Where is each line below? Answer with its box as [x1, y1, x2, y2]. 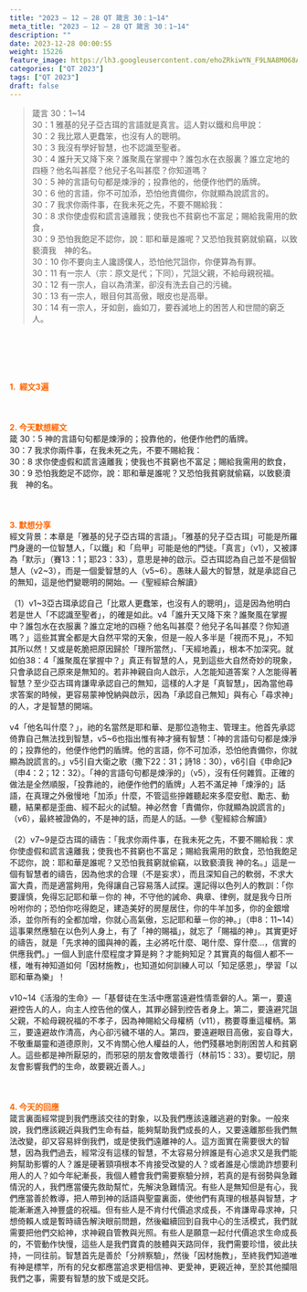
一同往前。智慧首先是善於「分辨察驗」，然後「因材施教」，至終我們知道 [25, 1249, 290, 1261]
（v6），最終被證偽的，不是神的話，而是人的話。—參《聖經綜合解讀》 [9, 812, 271, 823]
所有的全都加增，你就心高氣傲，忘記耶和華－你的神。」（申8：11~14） [40, 914, 295, 925]
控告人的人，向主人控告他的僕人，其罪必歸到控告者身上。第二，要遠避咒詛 [16, 1003, 298, 1014]
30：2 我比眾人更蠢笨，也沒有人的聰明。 [31, 130, 185, 142]
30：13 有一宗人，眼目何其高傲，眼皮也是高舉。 [31, 290, 213, 302]
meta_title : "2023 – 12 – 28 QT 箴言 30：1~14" [9, 22, 190, 31]
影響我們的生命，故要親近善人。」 [25, 1061, 150, 1072]
